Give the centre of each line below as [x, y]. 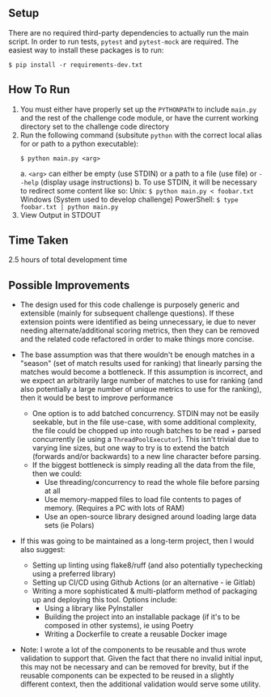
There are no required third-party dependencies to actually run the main [129, 32]
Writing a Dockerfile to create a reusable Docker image [136, 634]
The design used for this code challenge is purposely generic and [130, 305]
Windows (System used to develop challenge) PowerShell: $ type [129, 199]
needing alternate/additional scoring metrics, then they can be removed [140, 330]
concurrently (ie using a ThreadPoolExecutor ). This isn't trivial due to [145, 440]
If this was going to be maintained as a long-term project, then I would [137, 541]
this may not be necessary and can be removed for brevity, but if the [134, 667]
